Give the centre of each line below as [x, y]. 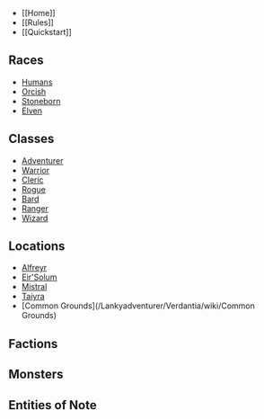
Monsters [36, 374]
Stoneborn [41, 101]
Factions [33, 344]
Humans [37, 82]
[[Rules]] [38, 22]
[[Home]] [38, 13]
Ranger [35, 208]
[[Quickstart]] [47, 32]
